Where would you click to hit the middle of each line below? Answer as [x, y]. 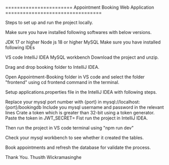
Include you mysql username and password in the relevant [103, 107]
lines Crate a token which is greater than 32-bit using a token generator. [80, 113]
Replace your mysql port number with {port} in [53, 102]
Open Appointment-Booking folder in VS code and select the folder [75, 77]
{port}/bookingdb [23, 107]
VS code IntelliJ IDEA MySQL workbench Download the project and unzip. [82, 57]
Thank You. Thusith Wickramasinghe [43, 157]
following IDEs [20, 47]
